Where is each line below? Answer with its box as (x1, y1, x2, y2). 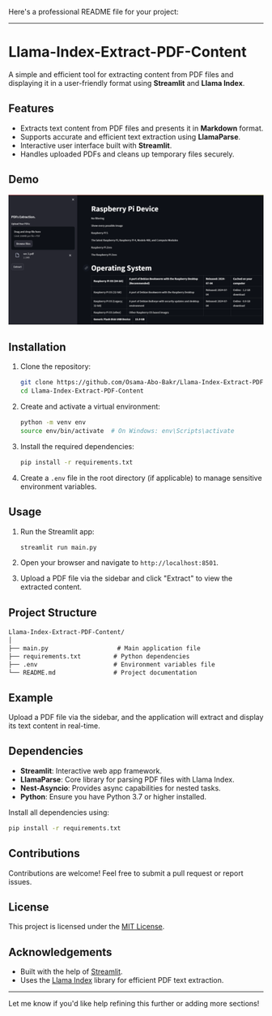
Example (8, 691, 53, 705)
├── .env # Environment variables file (8, 661, 216, 669)
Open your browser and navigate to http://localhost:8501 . (19, 558, 219, 568)
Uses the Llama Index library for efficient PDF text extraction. (19, 975, 224, 985)
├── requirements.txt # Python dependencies (8, 653, 190, 661)
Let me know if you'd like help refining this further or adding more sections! (8, 999, 260, 1009)
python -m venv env (19, 418, 87, 427)
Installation (8, 340, 66, 354)
